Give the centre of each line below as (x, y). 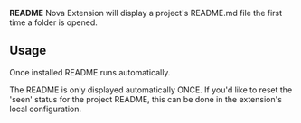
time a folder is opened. (53, 22)
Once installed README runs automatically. (90, 72)
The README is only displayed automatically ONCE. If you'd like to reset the (151, 90)
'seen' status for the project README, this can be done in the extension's (146, 99)
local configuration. (46, 109)
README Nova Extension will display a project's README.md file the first (146, 13)
